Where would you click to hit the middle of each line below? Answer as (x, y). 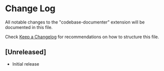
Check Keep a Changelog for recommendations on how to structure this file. (82, 37)
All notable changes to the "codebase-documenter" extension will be (75, 22)
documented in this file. (29, 27)
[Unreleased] (26, 52)
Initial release (26, 64)
